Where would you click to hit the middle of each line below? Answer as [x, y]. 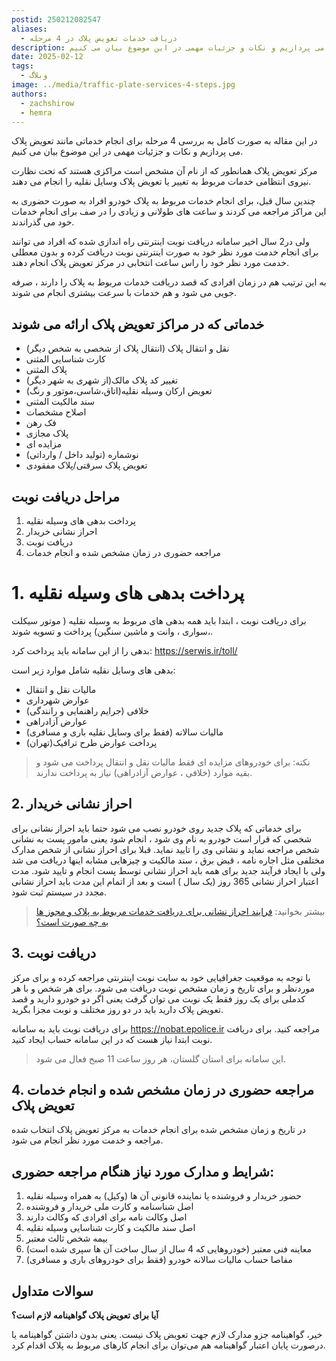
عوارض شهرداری [57, 700]
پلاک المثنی [46, 370]
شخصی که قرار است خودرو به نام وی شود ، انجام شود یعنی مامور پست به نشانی [161, 838]
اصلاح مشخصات [56, 412]
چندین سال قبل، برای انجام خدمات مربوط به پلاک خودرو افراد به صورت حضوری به [163, 201]
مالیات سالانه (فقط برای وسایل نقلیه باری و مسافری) [124, 732]
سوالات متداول [52, 1291]
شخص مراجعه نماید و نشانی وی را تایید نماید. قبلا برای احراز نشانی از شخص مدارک [165, 849]
